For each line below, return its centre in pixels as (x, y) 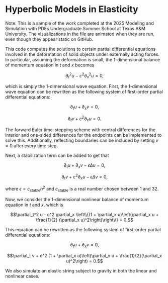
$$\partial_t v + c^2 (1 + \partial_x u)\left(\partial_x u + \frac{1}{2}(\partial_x (85, 256)
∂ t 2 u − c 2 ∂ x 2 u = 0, (85, 76)
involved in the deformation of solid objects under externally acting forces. (82, 54)
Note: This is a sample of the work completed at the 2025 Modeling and (80, 23)
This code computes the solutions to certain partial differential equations (80, 49)
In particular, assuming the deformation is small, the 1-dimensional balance (82, 59)
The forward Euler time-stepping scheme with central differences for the (80, 130)
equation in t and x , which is (34, 205)
